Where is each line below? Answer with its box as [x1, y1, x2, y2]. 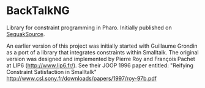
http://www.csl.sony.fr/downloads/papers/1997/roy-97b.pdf [6, 75, 157, 82]
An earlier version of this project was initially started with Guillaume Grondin [6, 42, 198, 50]
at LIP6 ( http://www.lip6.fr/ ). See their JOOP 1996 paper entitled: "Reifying [6, 62, 194, 69]
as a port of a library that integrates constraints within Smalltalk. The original [6, 48, 199, 56]
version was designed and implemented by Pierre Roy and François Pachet [6, 55, 196, 62]
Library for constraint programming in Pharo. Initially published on [6, 24, 173, 31]
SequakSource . [6, 30, 45, 37]
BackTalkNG [6, 4, 70, 18]
